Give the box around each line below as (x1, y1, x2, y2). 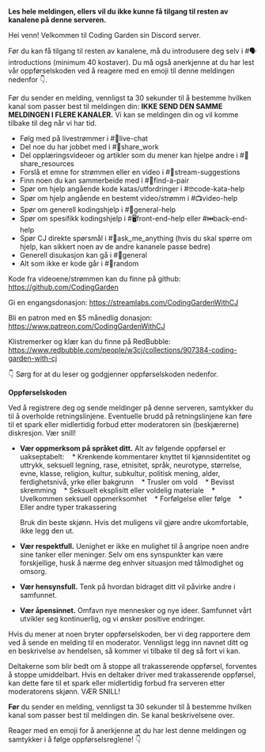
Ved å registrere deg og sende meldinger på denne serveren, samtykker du (8, 403, 254, 412)
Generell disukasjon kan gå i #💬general (19, 251, 148, 259)
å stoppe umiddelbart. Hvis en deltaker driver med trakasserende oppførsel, (8, 670, 256, 679)
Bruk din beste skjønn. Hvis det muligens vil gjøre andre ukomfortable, (19, 518, 249, 527)
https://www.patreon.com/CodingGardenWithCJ (8, 322, 165, 331)
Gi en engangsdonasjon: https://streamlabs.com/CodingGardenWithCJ (8, 298, 239, 307)
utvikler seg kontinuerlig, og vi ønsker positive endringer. (19, 614, 206, 623)
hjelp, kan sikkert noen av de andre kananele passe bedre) (19, 242, 211, 251)
